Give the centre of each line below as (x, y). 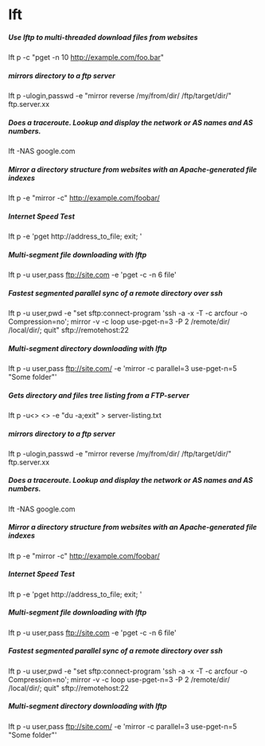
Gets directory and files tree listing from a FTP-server (99, 395)
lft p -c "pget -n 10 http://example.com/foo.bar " (86, 57)
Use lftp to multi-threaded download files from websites (103, 37)
